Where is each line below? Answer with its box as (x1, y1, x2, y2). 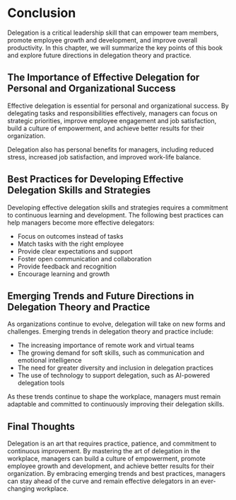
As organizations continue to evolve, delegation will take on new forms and (7, 320, 226, 329)
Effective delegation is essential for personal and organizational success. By (7, 101, 230, 110)
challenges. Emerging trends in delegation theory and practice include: (7, 327, 214, 336)
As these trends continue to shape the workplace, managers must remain (7, 392, 221, 401)
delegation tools (17, 379, 65, 387)
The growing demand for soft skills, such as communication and (17, 348, 205, 357)
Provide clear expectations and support (17, 246, 133, 256)
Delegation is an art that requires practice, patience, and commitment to (7, 439, 217, 448)
